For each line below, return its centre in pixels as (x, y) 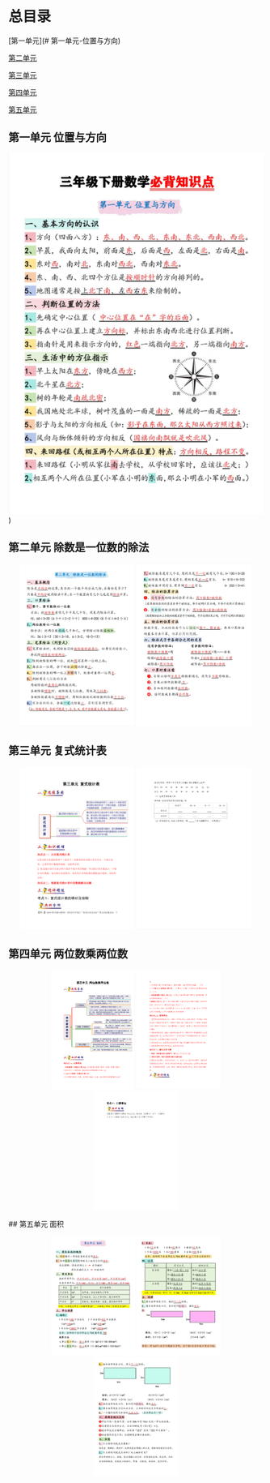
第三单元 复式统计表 (57, 751)
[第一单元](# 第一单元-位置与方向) (65, 41)
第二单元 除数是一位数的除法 (79, 548)
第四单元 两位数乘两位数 (68, 954)
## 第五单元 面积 (36, 1224)
